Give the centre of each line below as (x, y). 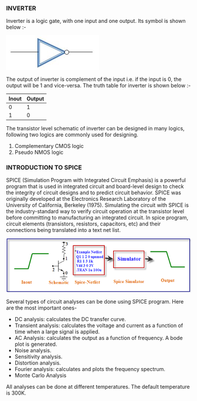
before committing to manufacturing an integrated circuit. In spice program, (97, 218)
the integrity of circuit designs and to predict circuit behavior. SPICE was (94, 193)
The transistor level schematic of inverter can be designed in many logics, (95, 128)
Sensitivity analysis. (38, 356)
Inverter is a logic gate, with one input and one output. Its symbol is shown (96, 21)
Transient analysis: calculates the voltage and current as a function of (99, 325)
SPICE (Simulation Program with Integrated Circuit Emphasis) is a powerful (96, 180)
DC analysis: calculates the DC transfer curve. (70, 319)
